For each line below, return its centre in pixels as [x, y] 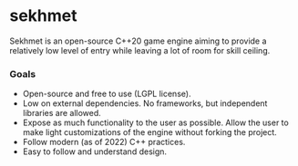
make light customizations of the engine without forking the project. [150, 132]
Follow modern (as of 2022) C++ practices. [104, 142]
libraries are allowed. [62, 113]
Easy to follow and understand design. [94, 151]
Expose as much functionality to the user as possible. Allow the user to [155, 122]
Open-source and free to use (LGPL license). [107, 94]
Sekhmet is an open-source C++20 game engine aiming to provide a [138, 41]
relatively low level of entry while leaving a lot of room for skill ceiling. [140, 50]
